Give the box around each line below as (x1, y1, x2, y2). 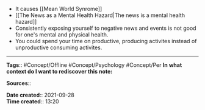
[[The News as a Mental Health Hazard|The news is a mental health (15, 12, 185, 19)
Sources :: (6, 80, 32, 87)
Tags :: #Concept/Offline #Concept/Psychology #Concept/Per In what (6, 61, 182, 69)
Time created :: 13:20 (6, 98, 59, 105)
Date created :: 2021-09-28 (6, 91, 74, 98)
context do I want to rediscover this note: (6, 68, 113, 75)
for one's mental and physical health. (15, 31, 109, 38)
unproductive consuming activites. (15, 44, 103, 51)
